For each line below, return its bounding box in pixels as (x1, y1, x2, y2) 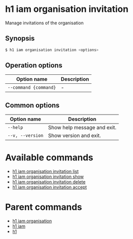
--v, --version (7, 133, 44, 138)
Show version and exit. (48, 132, 101, 139)
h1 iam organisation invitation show (12, 174, 84, 179)
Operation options (5, 61, 63, 70)
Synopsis (5, 34, 35, 43)
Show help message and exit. (48, 124, 117, 131)
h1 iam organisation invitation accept (12, 184, 87, 190)
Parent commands (5, 202, 82, 213)
